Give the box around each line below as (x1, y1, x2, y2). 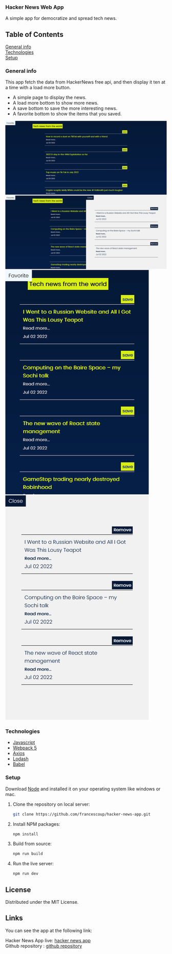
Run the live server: (12, 861, 54, 867)
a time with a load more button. (5, 85, 71, 91)
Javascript (12, 740, 35, 746)
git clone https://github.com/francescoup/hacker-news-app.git (12, 811, 151, 817)
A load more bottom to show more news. (12, 100, 99, 106)
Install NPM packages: (12, 821, 60, 827)
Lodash (12, 756, 29, 762)
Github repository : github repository (5, 943, 82, 949)
